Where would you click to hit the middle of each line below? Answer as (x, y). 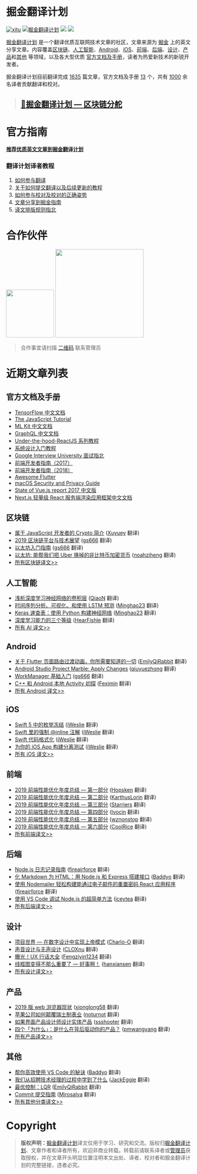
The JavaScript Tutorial (43, 419)
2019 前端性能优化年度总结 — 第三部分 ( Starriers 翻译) (80, 804)
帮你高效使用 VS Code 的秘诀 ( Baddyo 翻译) (68, 1072)
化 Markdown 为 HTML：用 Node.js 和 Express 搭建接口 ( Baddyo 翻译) (100, 877)
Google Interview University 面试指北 (59, 455)
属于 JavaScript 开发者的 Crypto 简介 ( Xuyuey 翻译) (77, 533)
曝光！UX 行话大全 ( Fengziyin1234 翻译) (63, 957)
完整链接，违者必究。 (57, 1165)
